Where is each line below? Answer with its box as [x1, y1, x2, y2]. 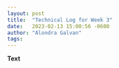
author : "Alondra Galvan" [7, 29, 82, 36]
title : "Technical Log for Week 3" [7, 16, 113, 23]
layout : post [7, 10, 45, 17]
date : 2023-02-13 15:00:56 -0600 [7, 23, 110, 30]
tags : [7, 36, 23, 43]
